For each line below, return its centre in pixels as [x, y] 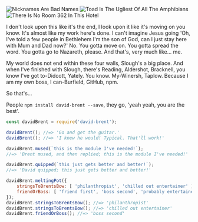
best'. [13, 111]
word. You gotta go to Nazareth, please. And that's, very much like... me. [94, 52]
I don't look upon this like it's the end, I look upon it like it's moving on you [96, 27]
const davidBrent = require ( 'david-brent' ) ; [62, 122]
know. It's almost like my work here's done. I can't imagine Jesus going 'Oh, [98, 33]
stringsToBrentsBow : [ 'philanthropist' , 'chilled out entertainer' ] [105, 186]
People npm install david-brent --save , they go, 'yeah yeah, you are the [95, 105]
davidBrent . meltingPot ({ [37, 181]
